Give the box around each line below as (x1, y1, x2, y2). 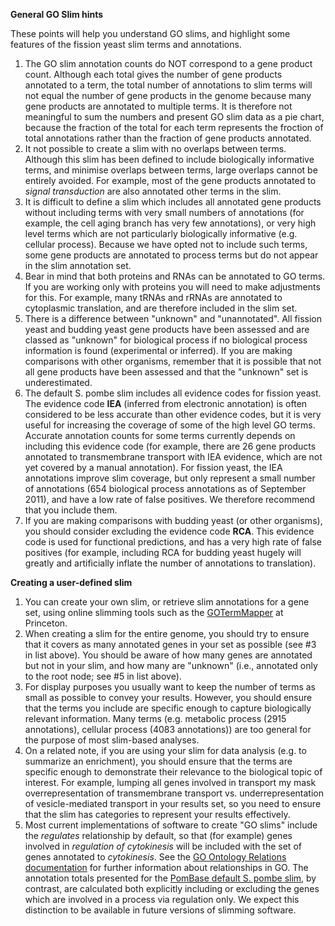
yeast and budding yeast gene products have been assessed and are (24, 324, 310, 335)
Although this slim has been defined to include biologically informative (24, 154, 315, 165)
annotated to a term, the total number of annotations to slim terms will (24, 79, 313, 91)
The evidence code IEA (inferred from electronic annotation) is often (24, 398, 308, 409)
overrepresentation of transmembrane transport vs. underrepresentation (24, 787, 324, 799)
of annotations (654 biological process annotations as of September (24, 483, 307, 494)
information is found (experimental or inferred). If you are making (24, 345, 293, 356)
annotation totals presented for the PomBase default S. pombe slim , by (24, 872, 317, 884)
